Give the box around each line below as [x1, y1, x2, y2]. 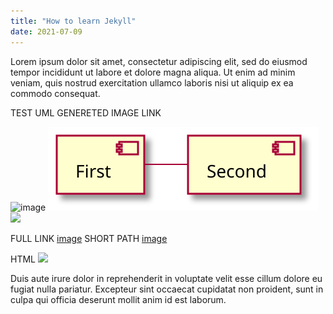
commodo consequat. [10, 87, 101, 99]
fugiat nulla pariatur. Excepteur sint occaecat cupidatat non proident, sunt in [10, 283, 324, 295]
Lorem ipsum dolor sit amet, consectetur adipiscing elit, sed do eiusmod [10, 55, 308, 67]
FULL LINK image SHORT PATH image [10, 232, 168, 244]
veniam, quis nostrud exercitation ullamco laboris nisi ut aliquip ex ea [10, 76, 294, 89]
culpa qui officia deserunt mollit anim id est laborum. [10, 293, 227, 305]
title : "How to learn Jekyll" [10, 16, 137, 26]
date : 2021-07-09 [10, 26, 83, 37]
